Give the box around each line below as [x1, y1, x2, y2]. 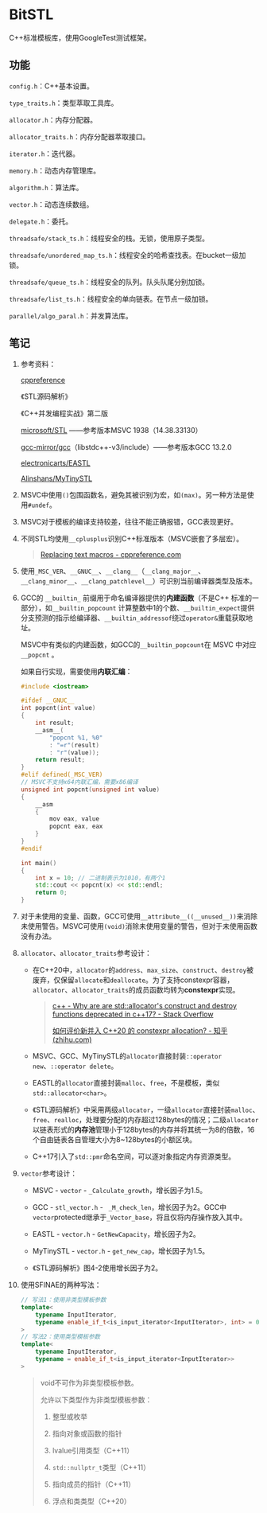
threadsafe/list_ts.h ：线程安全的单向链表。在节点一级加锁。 [9, 294, 213, 303]
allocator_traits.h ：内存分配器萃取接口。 [9, 131, 150, 141]
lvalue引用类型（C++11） [52, 1445, 134, 1455]
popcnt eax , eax [49, 822, 103, 831]
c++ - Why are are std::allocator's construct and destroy [52, 1001, 238, 1011]
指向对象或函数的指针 [52, 1429, 122, 1438]
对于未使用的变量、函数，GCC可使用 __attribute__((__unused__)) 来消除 [20, 911, 257, 921]
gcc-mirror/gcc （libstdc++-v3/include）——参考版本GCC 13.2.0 [20, 442, 233, 451]
